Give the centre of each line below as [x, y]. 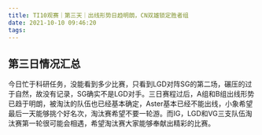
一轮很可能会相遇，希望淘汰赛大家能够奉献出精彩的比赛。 [122, 123]
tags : [17, 30]
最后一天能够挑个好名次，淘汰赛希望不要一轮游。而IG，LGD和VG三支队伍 [127, 114]
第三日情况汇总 [44, 64]
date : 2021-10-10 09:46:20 [52, 23]
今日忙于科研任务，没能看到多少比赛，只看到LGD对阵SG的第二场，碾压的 [127, 84]
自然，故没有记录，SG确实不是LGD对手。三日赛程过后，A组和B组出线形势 [135, 94]
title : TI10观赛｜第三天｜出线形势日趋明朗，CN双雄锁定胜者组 [98, 15]
